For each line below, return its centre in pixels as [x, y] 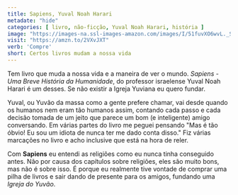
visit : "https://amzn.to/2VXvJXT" [58, 40]
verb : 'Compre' [30, 47]
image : [17, 34]
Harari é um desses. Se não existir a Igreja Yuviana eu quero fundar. [107, 89]
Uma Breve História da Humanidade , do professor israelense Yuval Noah [114, 81]
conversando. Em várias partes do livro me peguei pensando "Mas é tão [113, 125]
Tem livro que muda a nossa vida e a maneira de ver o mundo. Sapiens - [113, 73]
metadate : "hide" [33, 21]
